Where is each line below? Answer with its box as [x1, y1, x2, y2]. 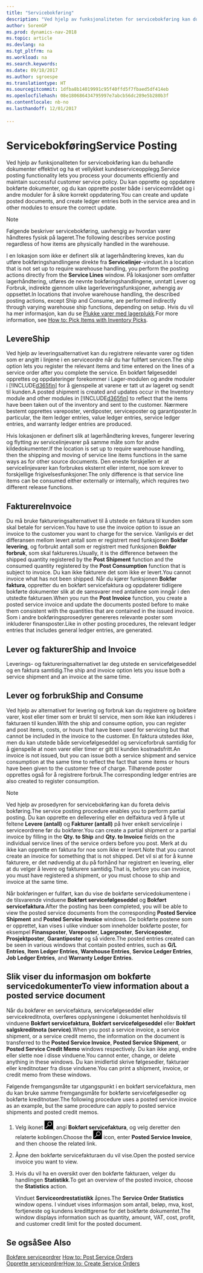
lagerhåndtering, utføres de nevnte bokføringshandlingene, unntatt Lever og [6, 277, 196, 285]
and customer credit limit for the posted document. [14, 1220, 142, 1227]
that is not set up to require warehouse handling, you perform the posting [6, 265, 189, 272]
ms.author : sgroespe [6, 73, 59, 80]
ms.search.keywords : [6, 61, 59, 67]
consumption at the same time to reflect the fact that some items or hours [6, 758, 190, 765]
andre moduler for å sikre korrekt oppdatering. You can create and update [6, 191, 188, 198]
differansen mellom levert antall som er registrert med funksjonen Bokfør [6, 536, 188, 544]
